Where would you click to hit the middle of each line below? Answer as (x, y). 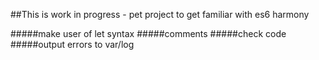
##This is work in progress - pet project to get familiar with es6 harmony (160, 14)
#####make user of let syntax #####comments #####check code (148, 33)
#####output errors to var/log (72, 44)
